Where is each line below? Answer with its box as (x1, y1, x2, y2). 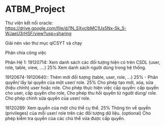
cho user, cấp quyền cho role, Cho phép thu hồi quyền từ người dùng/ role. (5, 90, 157, 96)
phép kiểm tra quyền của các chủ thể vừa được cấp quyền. (5, 115, 125, 121)
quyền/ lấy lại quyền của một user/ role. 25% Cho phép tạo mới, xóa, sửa (5, 79, 154, 85)
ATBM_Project (5, 3, 65, 15)
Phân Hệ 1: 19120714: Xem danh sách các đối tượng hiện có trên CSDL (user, (5, 59, 161, 65)
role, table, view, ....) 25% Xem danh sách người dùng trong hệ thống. (5, 64, 147, 70)
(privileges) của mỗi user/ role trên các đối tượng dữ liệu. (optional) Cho (5, 110, 151, 116)
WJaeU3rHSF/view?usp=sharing (5, 30, 72, 36)
